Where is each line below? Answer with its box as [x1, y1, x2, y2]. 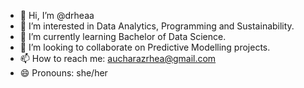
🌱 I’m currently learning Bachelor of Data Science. [19, 31, 227, 42]
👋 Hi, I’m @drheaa [19, 10, 95, 21]
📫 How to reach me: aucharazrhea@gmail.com [19, 53, 217, 64]
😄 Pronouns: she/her [19, 67, 108, 79]
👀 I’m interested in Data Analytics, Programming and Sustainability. [19, 20, 295, 32]
